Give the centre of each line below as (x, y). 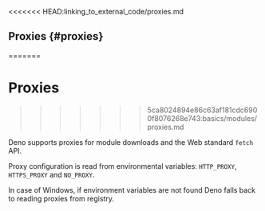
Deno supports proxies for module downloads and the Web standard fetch (131, 142)
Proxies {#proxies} (56, 36)
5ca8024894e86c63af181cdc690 (202, 110)
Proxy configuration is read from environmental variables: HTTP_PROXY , (123, 166)
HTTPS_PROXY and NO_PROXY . (51, 174)
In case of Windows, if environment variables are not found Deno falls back (132, 190)
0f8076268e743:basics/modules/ (202, 118)
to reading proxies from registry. (61, 198)
